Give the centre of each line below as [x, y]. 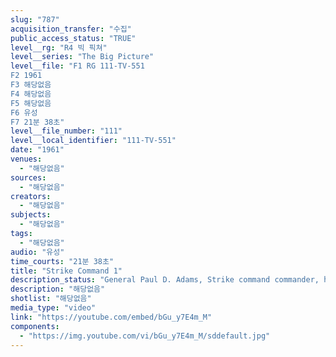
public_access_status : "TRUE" [73, 38]
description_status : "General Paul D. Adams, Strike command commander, [165, 280]
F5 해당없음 [31, 103]
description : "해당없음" [58, 289]
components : [35, 326]
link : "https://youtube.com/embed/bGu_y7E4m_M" [111, 317]
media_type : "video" [53, 308]
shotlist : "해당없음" [51, 299]
